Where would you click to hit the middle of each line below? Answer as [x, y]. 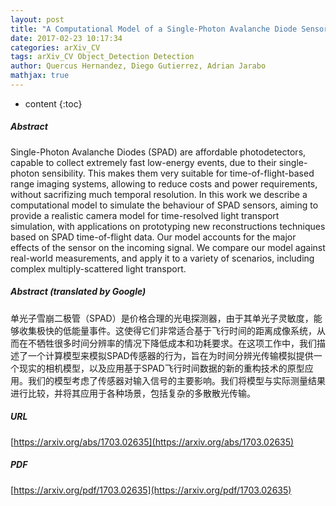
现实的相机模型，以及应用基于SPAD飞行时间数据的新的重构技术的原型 [161, 368]
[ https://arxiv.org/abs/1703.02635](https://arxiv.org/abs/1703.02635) [152, 442]
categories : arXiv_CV [55, 47]
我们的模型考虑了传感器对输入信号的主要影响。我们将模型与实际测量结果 [176, 380]
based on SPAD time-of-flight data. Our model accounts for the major [153, 237]
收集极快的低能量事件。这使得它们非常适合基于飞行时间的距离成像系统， [167, 330]
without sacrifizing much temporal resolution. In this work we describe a [159, 194]
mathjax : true [40, 76]
